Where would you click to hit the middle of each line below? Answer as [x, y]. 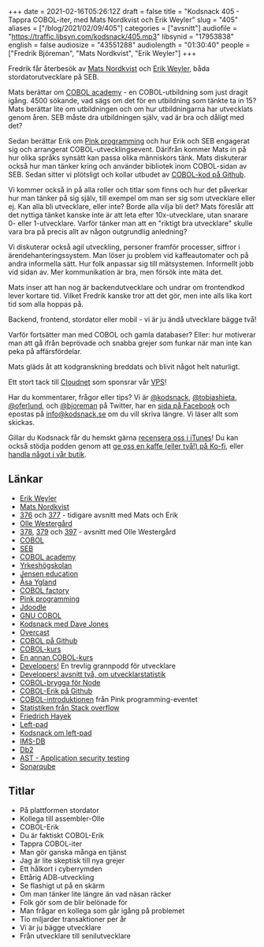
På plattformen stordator [59, 810]
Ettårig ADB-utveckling [57, 877]
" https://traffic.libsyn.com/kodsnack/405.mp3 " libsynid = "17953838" [121, 36]
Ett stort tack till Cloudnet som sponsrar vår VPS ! [87, 382]
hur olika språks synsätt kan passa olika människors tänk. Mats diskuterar [128, 158]
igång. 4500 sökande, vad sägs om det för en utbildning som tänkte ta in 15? [132, 101]
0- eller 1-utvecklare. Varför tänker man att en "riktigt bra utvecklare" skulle [130, 223]
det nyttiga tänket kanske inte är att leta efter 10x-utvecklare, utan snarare [128, 215]
